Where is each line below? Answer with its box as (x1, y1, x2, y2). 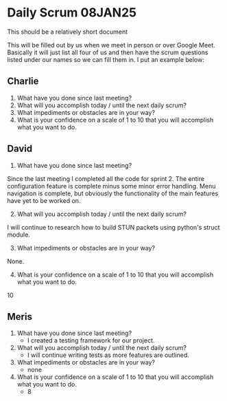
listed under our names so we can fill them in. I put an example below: (7, 55, 204, 63)
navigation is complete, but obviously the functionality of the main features (7, 189, 219, 197)
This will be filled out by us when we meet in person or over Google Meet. (7, 41, 215, 49)
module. (7, 230, 31, 239)
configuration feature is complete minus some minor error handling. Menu (7, 182, 216, 190)
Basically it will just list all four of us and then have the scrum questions (7, 48, 208, 56)
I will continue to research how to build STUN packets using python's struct (7, 223, 221, 231)
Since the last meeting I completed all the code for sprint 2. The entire (7, 174, 204, 183)
